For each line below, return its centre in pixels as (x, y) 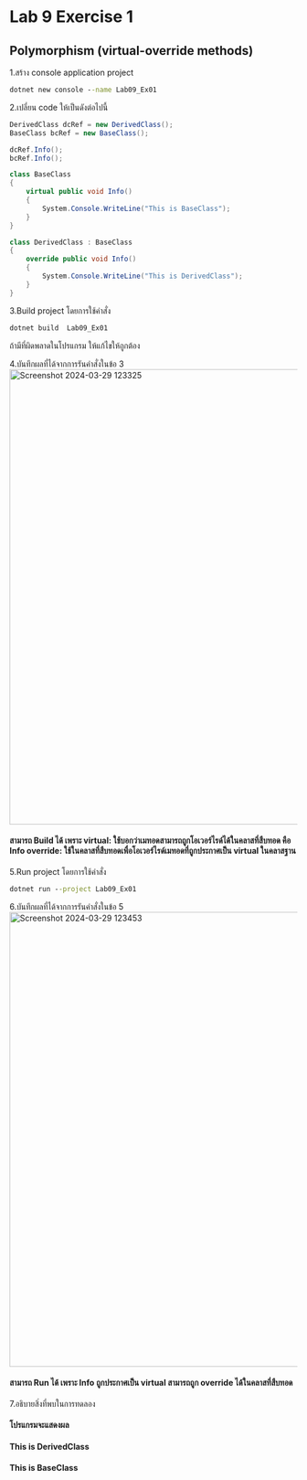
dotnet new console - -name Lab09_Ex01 (83, 90)
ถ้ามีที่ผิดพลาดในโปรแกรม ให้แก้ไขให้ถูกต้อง (75, 346)
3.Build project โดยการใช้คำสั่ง (60, 310)
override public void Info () (81, 259)
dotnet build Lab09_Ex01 (58, 328)
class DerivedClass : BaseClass (71, 242)
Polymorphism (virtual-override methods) (132, 51)
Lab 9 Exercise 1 (72, 17)
